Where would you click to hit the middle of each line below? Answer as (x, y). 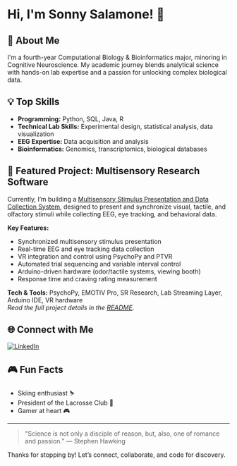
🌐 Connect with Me (50, 330)
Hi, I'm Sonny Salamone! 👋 (86, 14)
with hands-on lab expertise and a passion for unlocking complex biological (117, 72)
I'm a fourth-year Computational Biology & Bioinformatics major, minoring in (117, 57)
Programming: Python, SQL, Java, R (71, 118)
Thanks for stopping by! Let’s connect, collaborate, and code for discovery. (116, 455)
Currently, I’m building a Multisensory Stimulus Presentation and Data (108, 199)
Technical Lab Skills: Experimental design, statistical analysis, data (115, 126)
